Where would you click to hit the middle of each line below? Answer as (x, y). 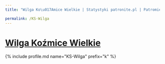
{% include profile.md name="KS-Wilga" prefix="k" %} (61, 57)
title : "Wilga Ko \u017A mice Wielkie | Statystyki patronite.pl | (73, 10)
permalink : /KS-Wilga (27, 18)
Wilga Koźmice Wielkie (53, 43)
